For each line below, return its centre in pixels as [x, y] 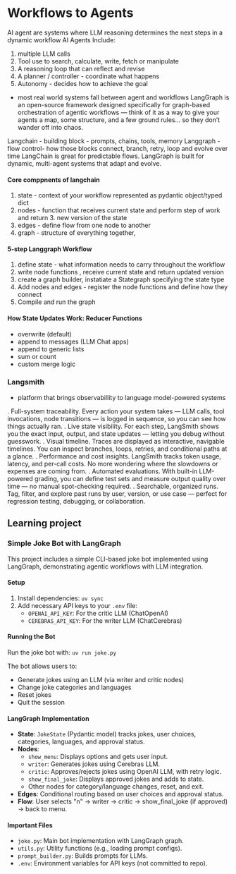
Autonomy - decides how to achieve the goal [82, 83]
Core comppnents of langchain [54, 180]
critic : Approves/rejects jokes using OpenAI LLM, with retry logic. [125, 772]
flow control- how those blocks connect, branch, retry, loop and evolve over [118, 148]
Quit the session [41, 702]
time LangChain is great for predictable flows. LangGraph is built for [106, 156]
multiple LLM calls [44, 54]
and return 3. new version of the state [72, 218]
